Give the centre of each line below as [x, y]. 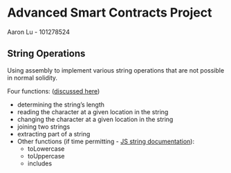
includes [40, 163]
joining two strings [44, 127]
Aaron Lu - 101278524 [39, 32]
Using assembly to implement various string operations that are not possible [116, 70]
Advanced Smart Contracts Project [110, 13]
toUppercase [46, 156]
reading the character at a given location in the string [93, 111]
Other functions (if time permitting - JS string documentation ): [106, 141]
